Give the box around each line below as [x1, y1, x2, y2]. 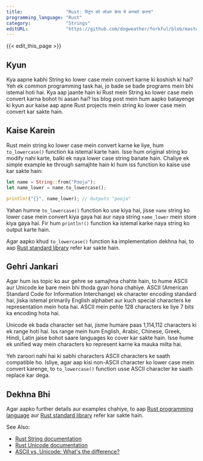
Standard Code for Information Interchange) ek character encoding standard [6, 290, 197, 298]
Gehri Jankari [6, 261, 59, 272]
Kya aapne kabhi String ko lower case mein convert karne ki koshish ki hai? [6, 76, 193, 83]
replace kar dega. [6, 371, 50, 379]
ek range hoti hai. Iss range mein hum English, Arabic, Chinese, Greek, [6, 328, 182, 335]
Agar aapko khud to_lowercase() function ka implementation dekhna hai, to [6, 237, 195, 245]
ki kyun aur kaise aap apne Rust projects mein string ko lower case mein [6, 102, 186, 109]
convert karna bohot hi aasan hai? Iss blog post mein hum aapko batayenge [6, 95, 195, 103]
